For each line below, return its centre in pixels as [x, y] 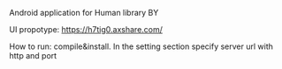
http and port [33, 55]
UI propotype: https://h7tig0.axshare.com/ [86, 29]
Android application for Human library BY [84, 13]
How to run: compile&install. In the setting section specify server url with [141, 46]
